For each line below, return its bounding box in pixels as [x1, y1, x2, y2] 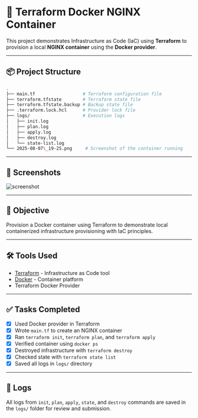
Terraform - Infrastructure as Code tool [14, 269, 110, 276]
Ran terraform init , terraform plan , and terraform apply [14, 333, 156, 340]
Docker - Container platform [14, 276, 84, 283]
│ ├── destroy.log [6, 135, 57, 141]
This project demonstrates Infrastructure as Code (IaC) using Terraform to [6, 37, 187, 44]
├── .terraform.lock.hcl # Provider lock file [6, 107, 136, 114]
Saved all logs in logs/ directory [14, 360, 93, 367]
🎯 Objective [6, 205, 49, 215]
